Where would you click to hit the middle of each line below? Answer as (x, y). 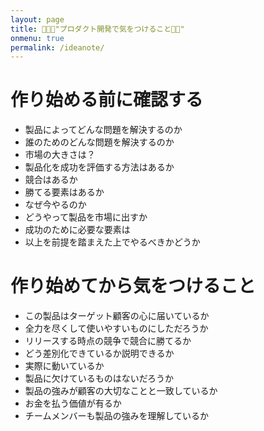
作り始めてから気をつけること (133, 286)
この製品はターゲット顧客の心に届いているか (117, 316)
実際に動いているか (64, 366)
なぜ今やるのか (55, 205)
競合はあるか (51, 180)
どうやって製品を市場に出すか (86, 217)
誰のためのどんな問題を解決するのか (99, 142)
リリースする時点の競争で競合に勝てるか (108, 341)
